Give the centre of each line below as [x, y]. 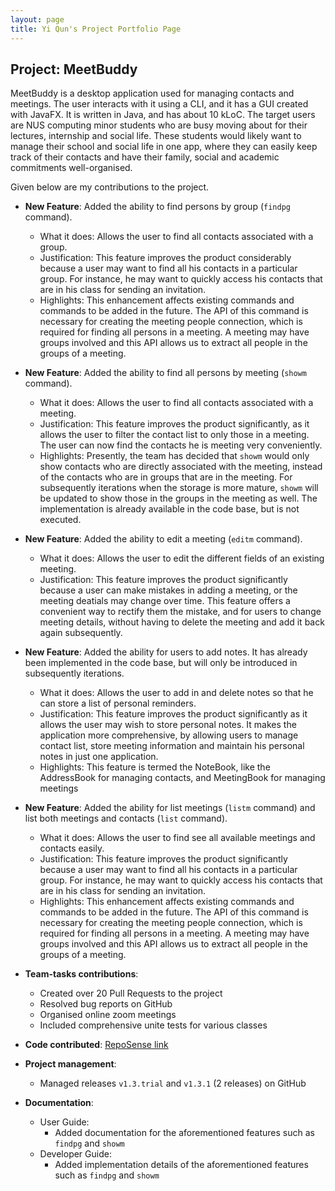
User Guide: [64, 1122]
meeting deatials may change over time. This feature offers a [165, 601]
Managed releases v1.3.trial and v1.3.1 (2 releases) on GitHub [173, 1083]
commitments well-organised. [71, 168]
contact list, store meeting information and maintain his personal [172, 746]
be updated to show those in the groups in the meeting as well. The [178, 498]
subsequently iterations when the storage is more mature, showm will [179, 488]
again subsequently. [81, 633]
